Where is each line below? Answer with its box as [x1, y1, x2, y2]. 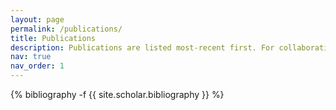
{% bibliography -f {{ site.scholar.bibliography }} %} [10, 89, 225, 100]
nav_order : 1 [10, 61, 65, 71]
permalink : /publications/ [10, 24, 123, 34]
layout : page [10, 14, 65, 25]
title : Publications [10, 33, 97, 43]
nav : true [10, 52, 52, 62]
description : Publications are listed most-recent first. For [10, 42, 275, 53]
